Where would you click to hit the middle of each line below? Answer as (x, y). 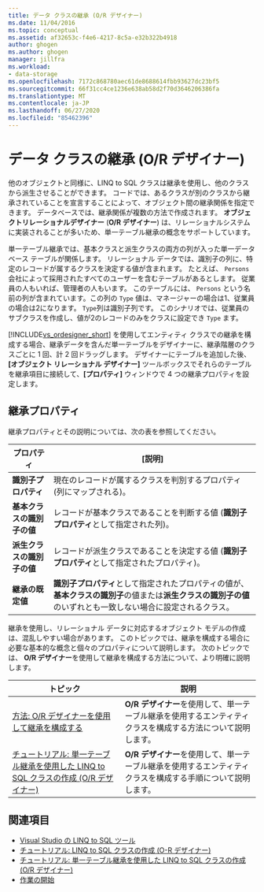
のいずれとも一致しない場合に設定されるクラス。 (143, 607)
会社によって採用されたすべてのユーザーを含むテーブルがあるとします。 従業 (132, 278)
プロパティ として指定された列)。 (114, 524)
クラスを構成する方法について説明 (187, 727)
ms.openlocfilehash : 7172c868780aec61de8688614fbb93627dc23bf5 (114, 81)
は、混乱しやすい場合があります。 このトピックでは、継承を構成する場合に (129, 637)
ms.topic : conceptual (44, 30)
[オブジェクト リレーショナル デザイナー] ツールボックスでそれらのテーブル (130, 364)
